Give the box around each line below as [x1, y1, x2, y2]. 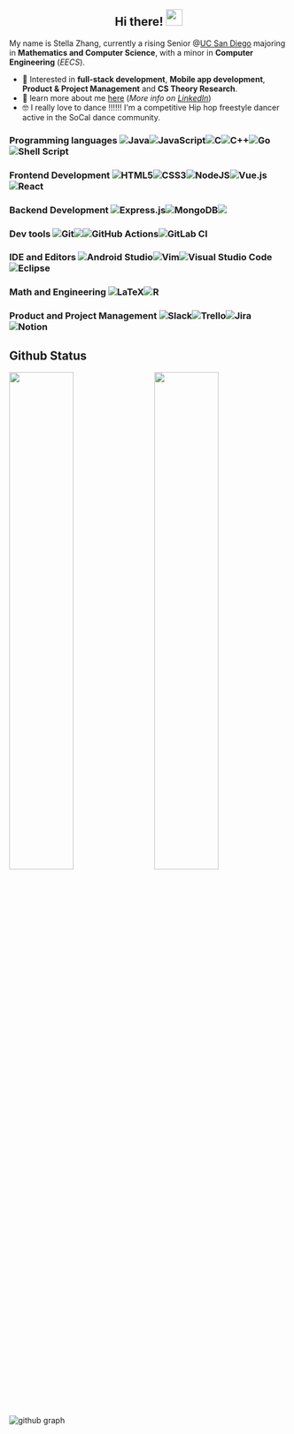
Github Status [9, 348, 87, 363]
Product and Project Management [9, 310, 158, 322]
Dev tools [9, 227, 51, 240]
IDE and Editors [9, 251, 77, 264]
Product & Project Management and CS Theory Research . [21, 83, 238, 94]
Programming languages [9, 134, 118, 146]
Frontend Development [9, 169, 111, 181]
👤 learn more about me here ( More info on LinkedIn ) [21, 92, 212, 103]
